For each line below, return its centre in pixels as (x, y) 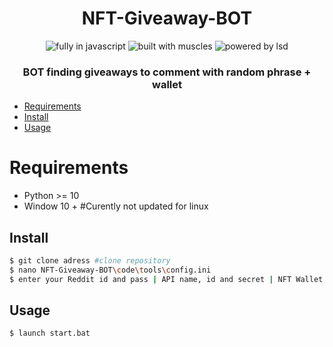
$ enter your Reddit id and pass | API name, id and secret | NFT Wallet (166, 279)
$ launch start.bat (50, 333)
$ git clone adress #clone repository (90, 260)
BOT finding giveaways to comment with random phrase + (167, 72)
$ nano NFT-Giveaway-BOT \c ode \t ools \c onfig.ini (110, 270)
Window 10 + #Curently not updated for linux (116, 206)
